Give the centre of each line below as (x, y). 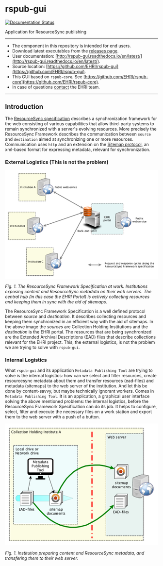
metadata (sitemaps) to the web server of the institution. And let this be (76, 386)
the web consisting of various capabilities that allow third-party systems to (80, 124)
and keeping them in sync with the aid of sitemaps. (56, 301)
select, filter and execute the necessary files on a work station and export (79, 412)
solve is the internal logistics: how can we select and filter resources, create (81, 375)
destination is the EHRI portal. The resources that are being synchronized (78, 332)
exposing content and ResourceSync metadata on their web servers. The (78, 291)
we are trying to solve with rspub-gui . (42, 347)
